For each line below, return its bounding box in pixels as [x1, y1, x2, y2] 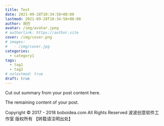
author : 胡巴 [5, 21, 31, 26]
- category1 [9, 53, 35, 58]
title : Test [5, 7, 30, 12]
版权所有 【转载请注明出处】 [14, 116, 73, 122]
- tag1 [9, 62, 23, 67]
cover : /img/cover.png [5, 35, 52, 40]
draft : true [5, 76, 30, 81]
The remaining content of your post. [5, 99, 79, 105]
